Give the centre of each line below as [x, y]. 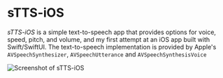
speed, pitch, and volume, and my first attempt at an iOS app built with [109, 39]
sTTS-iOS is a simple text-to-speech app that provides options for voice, [112, 32]
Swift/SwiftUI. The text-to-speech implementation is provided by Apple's [112, 47]
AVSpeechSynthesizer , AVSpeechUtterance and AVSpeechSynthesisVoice [107, 54]
